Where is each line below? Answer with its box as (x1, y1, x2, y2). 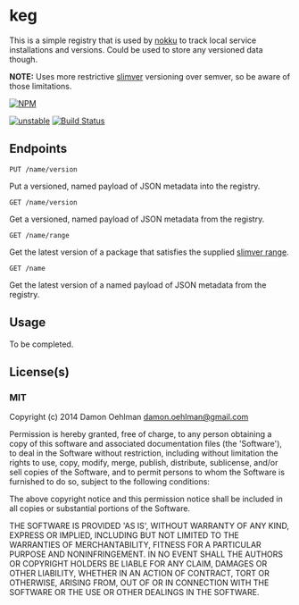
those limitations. (9, 80, 72, 91)
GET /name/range (9, 231, 70, 239)
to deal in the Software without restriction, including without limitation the (9, 448, 278, 458)
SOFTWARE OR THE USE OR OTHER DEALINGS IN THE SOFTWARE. (9, 587, 260, 598)
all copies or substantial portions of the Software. (9, 503, 190, 514)
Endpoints (9, 141, 68, 156)
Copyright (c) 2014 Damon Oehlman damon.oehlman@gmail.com (9, 412, 249, 423)
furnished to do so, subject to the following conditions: (9, 476, 210, 487)
